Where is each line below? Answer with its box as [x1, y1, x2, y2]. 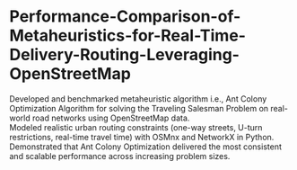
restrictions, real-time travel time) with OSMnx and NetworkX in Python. [9, 131, 275, 142]
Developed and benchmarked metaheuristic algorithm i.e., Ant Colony [9, 93, 267, 104]
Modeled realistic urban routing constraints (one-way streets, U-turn [9, 121, 263, 132]
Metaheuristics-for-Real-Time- [9, 25, 247, 46]
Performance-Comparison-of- [9, 6, 241, 27]
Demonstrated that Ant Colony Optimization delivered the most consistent [9, 141, 283, 152]
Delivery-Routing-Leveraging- [9, 45, 240, 65]
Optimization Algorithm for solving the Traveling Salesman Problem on [9, 103, 269, 113]
